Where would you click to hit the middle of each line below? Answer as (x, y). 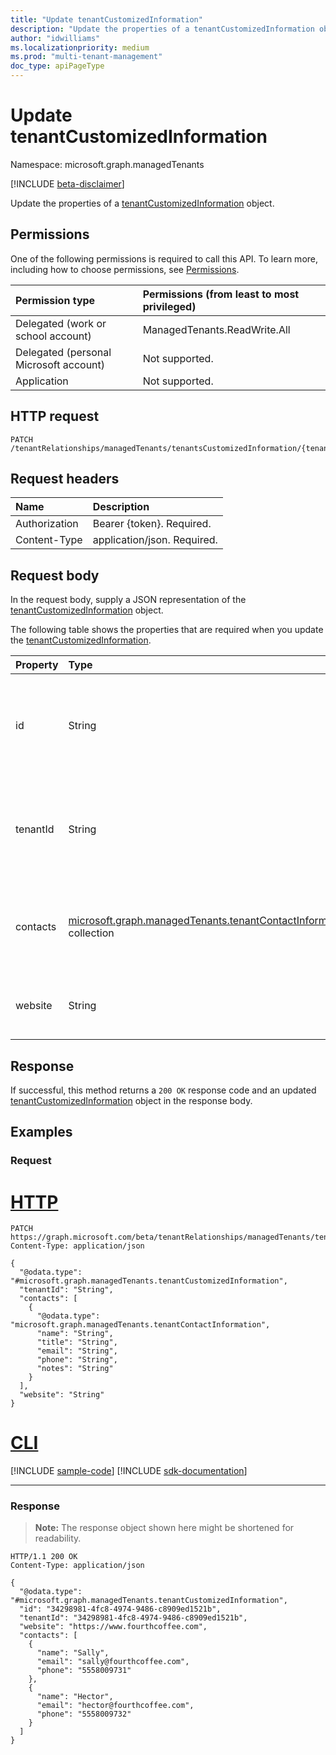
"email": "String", (77, 1351)
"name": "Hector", (75, 1697)
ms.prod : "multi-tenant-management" (86, 57)
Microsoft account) (60, 364)
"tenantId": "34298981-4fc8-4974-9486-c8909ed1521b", (133, 1618)
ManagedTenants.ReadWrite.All (216, 329)
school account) (53, 336)
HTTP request (55, 416)
